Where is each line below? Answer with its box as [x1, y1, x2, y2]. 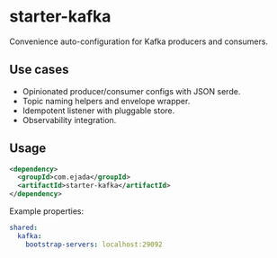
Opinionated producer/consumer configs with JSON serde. [22, 85, 241, 96]
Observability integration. [22, 114, 117, 125]
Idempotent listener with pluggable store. [22, 105, 175, 116]
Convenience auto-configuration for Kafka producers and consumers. [9, 36, 268, 47]
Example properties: [9, 206, 85, 217]
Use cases [9, 62, 69, 77]
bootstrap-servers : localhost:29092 [25, 240, 164, 249]
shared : [9, 223, 39, 233]
